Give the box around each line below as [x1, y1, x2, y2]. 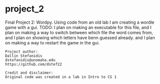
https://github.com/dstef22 [5, 62, 62, 67]
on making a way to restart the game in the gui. [5, 40, 100, 45]
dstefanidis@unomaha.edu [5, 57, 56, 62]
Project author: [5, 49, 38, 54]
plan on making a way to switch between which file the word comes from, [5, 29, 153, 35]
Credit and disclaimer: [5, 70, 54, 75]
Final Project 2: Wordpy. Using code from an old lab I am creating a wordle [5, 19, 155, 25]
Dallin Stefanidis [5, 53, 42, 58]
